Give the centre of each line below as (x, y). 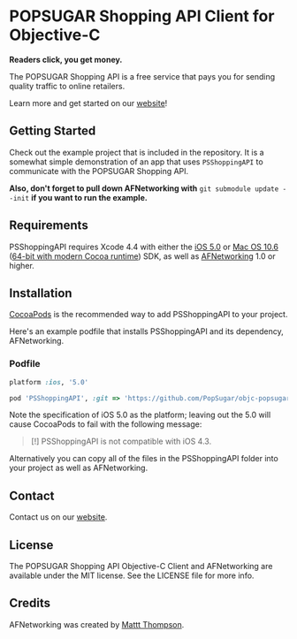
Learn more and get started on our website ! (88, 103)
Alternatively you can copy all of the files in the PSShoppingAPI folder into (144, 459)
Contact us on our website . (58, 517)
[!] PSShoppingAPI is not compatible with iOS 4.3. (121, 441)
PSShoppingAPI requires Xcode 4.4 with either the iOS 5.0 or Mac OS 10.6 (144, 247)
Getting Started (53, 131)
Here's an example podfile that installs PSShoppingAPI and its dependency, (147, 331)
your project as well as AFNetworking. (79, 468)
